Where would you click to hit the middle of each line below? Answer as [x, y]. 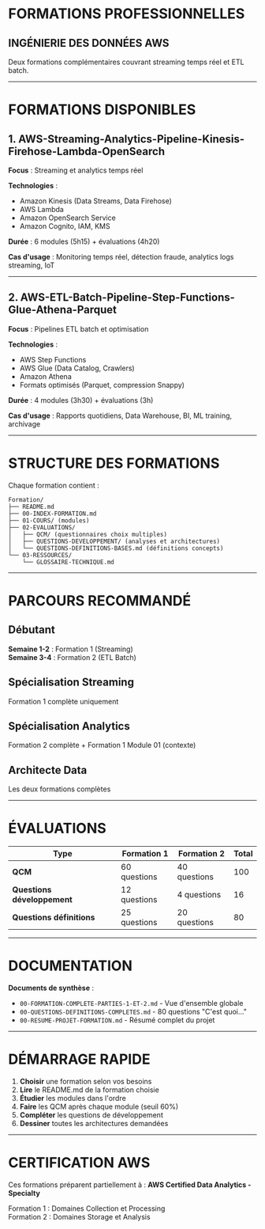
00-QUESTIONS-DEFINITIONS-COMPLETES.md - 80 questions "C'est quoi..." [133, 1012]
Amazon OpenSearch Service [67, 218]
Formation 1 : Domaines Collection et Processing [87, 1208]
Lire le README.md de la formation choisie [89, 1090]
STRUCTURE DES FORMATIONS [114, 463]
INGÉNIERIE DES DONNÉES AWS [89, 43]
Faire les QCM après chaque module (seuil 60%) [99, 1106]
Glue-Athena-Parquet [62, 310]
